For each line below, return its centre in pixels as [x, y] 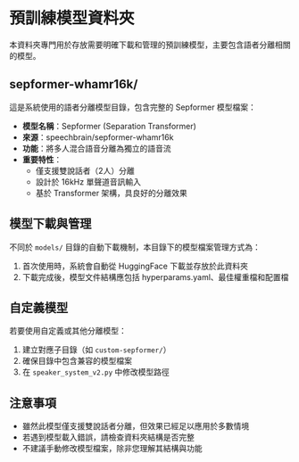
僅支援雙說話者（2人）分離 [85, 170]
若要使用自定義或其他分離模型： [68, 331]
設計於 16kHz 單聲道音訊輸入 [88, 181]
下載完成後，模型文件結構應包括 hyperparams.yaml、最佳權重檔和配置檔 [155, 276]
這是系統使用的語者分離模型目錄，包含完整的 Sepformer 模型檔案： [133, 107]
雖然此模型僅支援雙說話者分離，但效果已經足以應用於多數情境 [136, 426]
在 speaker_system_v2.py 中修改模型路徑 [96, 372]
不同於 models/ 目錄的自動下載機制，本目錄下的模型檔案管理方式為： [135, 247]
